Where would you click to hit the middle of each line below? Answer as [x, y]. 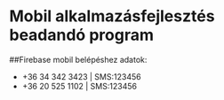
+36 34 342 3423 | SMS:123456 [81, 76]
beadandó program [81, 35]
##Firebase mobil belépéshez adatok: [78, 59]
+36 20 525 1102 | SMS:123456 [80, 86]
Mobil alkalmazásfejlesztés [112, 16]
